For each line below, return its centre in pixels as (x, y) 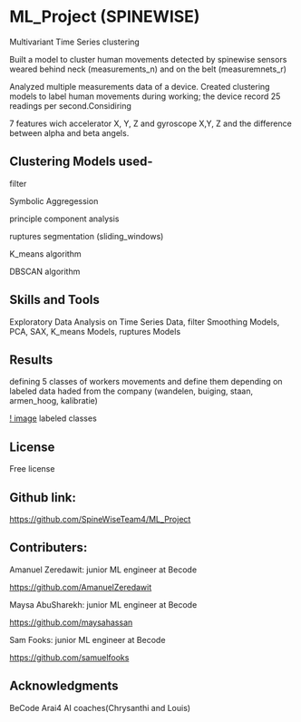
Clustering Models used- (81, 162)
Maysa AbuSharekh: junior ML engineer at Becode (103, 604)
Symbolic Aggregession (54, 200)
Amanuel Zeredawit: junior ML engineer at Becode (103, 570)
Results (31, 360)
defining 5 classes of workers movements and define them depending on (146, 382)
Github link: (43, 498)
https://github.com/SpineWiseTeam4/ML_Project (100, 519)
